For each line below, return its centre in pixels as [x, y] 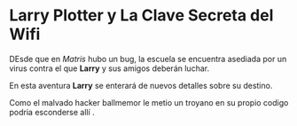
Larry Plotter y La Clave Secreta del [141, 16]
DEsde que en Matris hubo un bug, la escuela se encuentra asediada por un [148, 59]
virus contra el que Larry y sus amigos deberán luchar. [109, 68]
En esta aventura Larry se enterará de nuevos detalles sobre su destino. [141, 85]
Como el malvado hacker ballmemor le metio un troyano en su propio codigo [149, 102]
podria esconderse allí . [52, 112]
